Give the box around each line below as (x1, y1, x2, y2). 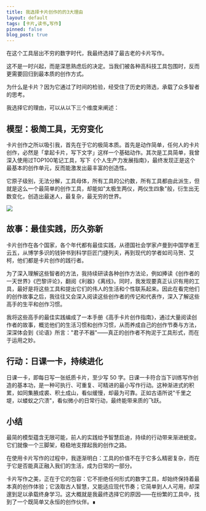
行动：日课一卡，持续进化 (6, 356, 103, 367)
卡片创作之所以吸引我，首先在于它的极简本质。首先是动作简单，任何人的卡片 (6, 141, 200, 148)
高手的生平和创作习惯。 (6, 300, 66, 308)
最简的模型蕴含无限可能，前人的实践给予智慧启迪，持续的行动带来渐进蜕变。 (6, 434, 200, 441)
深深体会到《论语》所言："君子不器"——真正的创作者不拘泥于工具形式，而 (6, 329, 194, 336)
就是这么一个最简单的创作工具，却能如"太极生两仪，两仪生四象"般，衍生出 (6, 185, 194, 192)
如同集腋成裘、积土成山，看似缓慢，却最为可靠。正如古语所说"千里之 (17, 389, 192, 396)
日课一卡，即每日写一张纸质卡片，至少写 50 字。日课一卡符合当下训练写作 (6, 373, 194, 381)
